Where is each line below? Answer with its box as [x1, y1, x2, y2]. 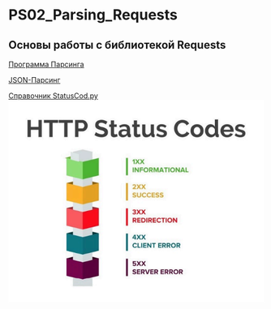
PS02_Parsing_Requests [8, 6, 179, 24]
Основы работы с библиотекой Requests [8, 38, 226, 52]
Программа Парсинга [8, 59, 84, 69]
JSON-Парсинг [8, 75, 61, 84]
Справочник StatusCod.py [8, 91, 99, 101]
